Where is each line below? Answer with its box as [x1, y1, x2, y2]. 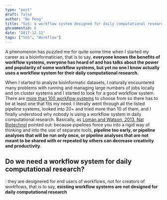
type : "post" [5, 7, 32, 12]
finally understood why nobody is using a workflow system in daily [5, 111, 142, 117]
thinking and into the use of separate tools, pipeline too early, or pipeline [5, 127, 156, 133]
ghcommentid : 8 [5, 26, 37, 31]
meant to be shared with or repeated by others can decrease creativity [5, 137, 154, 143]
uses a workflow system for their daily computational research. [5, 70, 139, 76]
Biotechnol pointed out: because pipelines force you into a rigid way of [5, 121, 150, 127]
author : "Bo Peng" [5, 16, 43, 21]
